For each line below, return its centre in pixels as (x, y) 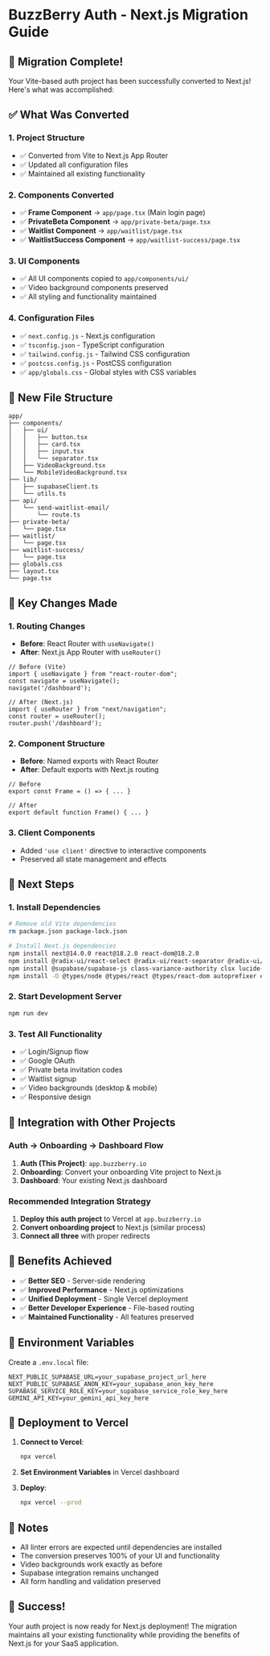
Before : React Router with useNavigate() (87, 644)
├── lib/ (23, 480)
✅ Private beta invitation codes (71, 1069)
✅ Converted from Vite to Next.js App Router (94, 156)
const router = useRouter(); (57, 716)
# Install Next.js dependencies (62, 946)
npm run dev (28, 1013)
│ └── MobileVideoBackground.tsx (68, 473)
